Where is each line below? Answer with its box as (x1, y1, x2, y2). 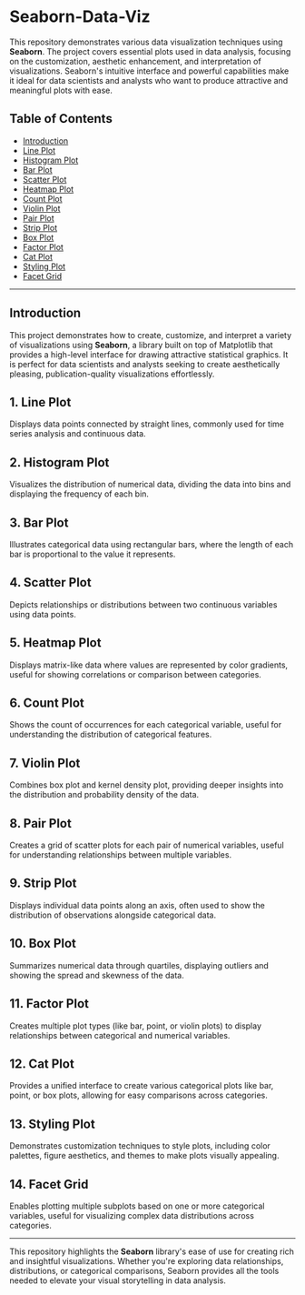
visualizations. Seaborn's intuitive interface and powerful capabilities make (9, 65, 290, 76)
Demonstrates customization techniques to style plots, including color (9, 1140, 271, 1151)
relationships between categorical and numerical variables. (9, 1029, 231, 1040)
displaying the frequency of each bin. (9, 488, 150, 499)
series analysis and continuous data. (9, 428, 147, 439)
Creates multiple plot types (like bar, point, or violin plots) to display (9, 1020, 261, 1031)
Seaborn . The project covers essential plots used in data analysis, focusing (9, 45, 291, 56)
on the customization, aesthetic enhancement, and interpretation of (9, 55, 261, 66)
